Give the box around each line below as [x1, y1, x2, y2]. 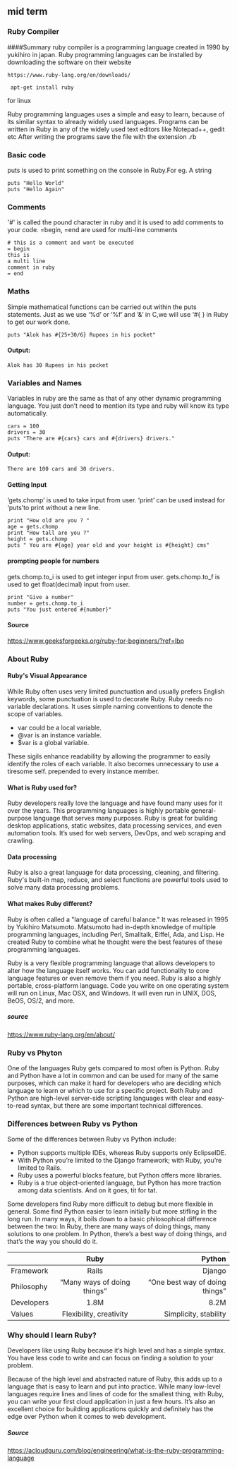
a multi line [7, 258, 46, 265]
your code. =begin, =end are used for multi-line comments [7, 226, 178, 234]
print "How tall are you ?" [7, 529, 90, 537]
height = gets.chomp [7, 536, 68, 543]
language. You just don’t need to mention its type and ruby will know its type [7, 401, 229, 410]
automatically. [7, 409, 48, 418]
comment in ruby [7, 264, 55, 271]
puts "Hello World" [7, 179, 65, 186]
